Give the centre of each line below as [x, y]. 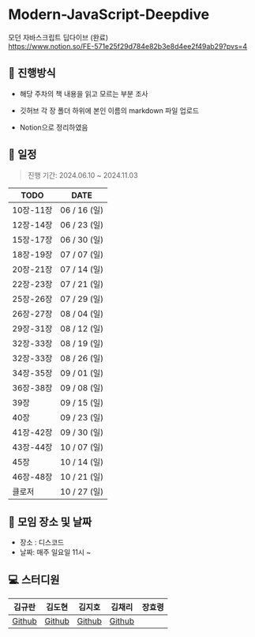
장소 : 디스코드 [42, 542]
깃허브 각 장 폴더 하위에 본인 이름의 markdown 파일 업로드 [109, 110]
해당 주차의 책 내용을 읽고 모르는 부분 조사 [84, 93]
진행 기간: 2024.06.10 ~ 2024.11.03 [82, 175]
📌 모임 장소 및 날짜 [50, 522]
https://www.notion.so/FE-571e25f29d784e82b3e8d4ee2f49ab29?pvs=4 [128, 46]
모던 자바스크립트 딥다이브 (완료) [58, 37]
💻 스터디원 [34, 580]
